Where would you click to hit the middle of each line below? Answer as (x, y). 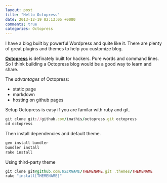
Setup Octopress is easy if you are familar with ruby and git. (68, 110)
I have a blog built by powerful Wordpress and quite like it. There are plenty (83, 43)
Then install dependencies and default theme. (53, 133)
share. (12, 70)
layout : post (19, 10)
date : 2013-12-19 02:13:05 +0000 (40, 19)
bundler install (22, 147)
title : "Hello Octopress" (32, 15)
